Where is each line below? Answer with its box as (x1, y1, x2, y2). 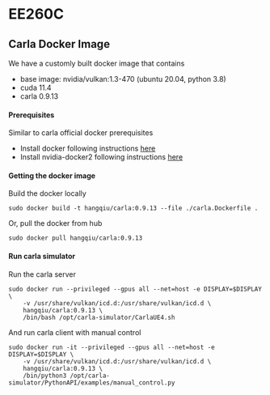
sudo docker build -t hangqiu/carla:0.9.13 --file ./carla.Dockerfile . (8, 204, 259, 213)
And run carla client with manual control (8, 327, 141, 337)
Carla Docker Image (8, 37, 111, 51)
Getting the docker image (8, 171, 95, 181)
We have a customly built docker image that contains (8, 58, 185, 68)
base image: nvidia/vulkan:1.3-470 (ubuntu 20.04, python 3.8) (19, 74, 226, 83)
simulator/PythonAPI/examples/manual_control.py (8, 378, 175, 387)
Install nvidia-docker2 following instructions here (19, 152, 184, 162)
